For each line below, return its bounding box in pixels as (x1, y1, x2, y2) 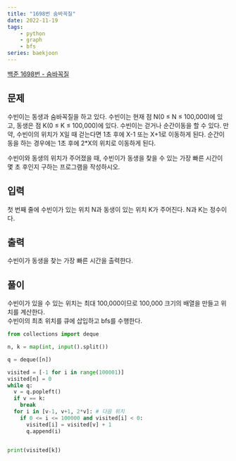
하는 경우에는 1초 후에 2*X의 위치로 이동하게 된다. (20, 139, 156, 147)
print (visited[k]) (7, 447, 61, 454)
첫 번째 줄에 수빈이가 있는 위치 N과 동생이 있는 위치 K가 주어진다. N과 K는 (7, 205, 209, 213)
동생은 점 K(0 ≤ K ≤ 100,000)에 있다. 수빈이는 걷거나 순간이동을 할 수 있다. (16, 121, 222, 130)
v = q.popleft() (13, 389, 61, 396)
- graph (20, 37, 42, 44)
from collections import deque (7, 331, 99, 338)
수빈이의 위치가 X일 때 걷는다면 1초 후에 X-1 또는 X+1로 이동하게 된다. (16, 130, 206, 138)
